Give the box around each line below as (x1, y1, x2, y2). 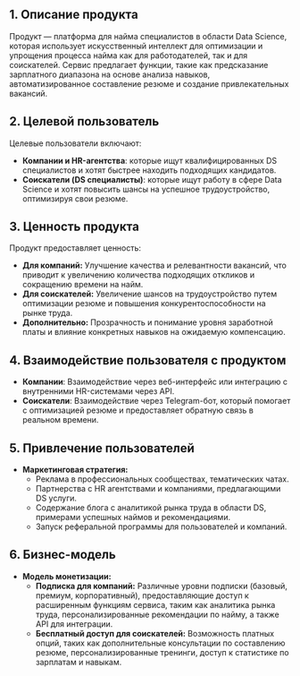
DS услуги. (35, 492, 78, 504)
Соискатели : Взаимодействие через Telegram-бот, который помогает (21, 396, 291, 406)
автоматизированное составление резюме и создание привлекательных (9, 78, 289, 89)
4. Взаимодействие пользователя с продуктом (9, 353, 287, 368)
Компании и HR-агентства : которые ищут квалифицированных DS (21, 155, 278, 166)
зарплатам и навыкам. (35, 656, 122, 667)
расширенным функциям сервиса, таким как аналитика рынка (35, 599, 276, 610)
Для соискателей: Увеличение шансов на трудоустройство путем (21, 288, 278, 299)
